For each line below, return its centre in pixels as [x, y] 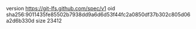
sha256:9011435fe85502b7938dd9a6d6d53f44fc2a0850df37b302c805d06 [98, 14]
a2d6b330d [20, 21]
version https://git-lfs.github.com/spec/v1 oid [61, 8]
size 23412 [49, 21]
